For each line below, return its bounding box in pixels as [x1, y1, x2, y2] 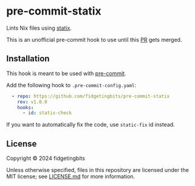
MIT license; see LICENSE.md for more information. [6, 173, 135, 180]
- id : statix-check [22, 110, 72, 116]
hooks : [17, 104, 34, 110]
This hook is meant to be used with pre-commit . [6, 70, 126, 77]
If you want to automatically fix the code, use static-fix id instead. [6, 121, 175, 128]
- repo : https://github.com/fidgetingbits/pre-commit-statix [12, 93, 170, 99]
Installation [6, 53, 50, 64]
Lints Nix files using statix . [6, 24, 72, 32]
